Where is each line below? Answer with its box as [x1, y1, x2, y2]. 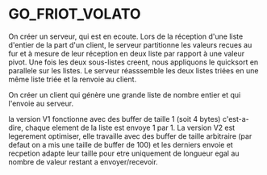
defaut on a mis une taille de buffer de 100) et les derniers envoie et [8, 140, 234, 149]
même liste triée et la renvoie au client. [8, 74, 137, 84]
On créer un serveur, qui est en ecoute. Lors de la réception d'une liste [8, 31, 244, 41]
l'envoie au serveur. [8, 98, 74, 108]
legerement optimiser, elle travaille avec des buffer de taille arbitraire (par [8, 131, 252, 141]
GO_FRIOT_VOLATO [8, 5, 141, 23]
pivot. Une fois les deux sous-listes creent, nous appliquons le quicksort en [8, 57, 259, 67]
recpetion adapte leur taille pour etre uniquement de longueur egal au [8, 148, 240, 158]
